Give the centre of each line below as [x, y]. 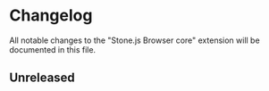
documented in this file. [53, 49]
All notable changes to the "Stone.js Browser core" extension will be [135, 40]
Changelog [51, 16]
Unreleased [42, 78]
